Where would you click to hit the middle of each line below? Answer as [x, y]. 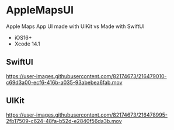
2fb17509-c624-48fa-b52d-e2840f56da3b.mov [64, 121]
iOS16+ [23, 37]
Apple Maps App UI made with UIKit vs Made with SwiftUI [75, 26]
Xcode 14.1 [27, 44]
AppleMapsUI [40, 10]
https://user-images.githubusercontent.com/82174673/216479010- [86, 76]
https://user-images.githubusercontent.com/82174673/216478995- [87, 115]
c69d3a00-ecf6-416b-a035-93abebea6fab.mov [64, 82]
